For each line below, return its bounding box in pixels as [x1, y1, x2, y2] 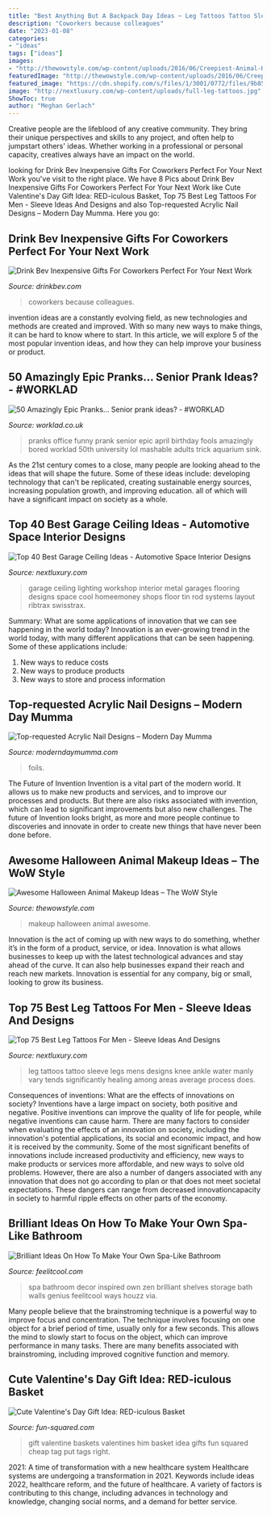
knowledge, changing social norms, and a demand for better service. [8, 1496, 238, 1506]
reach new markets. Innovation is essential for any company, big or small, [8, 969, 252, 979]
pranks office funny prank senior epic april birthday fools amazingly [27, 435, 254, 445]
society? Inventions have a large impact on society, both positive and [8, 1099, 238, 1109]
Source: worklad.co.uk [8, 420, 84, 430]
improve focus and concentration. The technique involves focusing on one [8, 1315, 256, 1324]
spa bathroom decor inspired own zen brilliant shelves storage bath [27, 1281, 252, 1292]
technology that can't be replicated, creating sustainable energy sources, [8, 477, 252, 487]
